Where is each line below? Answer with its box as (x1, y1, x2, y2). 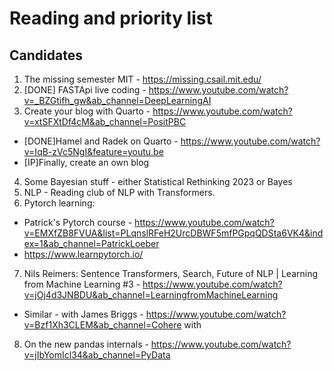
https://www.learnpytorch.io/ (23, 248, 144, 260)
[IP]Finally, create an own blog (23, 157, 150, 168)
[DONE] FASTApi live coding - (23, 84, 147, 96)
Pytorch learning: (23, 197, 96, 209)
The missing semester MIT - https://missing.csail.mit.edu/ (23, 73, 262, 85)
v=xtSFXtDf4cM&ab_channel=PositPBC (23, 116, 187, 127)
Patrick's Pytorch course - (23, 217, 133, 228)
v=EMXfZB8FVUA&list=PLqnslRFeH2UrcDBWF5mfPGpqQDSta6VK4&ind (23, 227, 324, 239)
